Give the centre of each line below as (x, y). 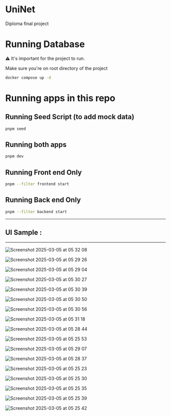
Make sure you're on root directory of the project (56, 68)
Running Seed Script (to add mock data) (70, 117)
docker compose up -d (28, 78)
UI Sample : (24, 233)
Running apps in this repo (60, 98)
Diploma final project (27, 24)
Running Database (45, 44)
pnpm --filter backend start (36, 212)
